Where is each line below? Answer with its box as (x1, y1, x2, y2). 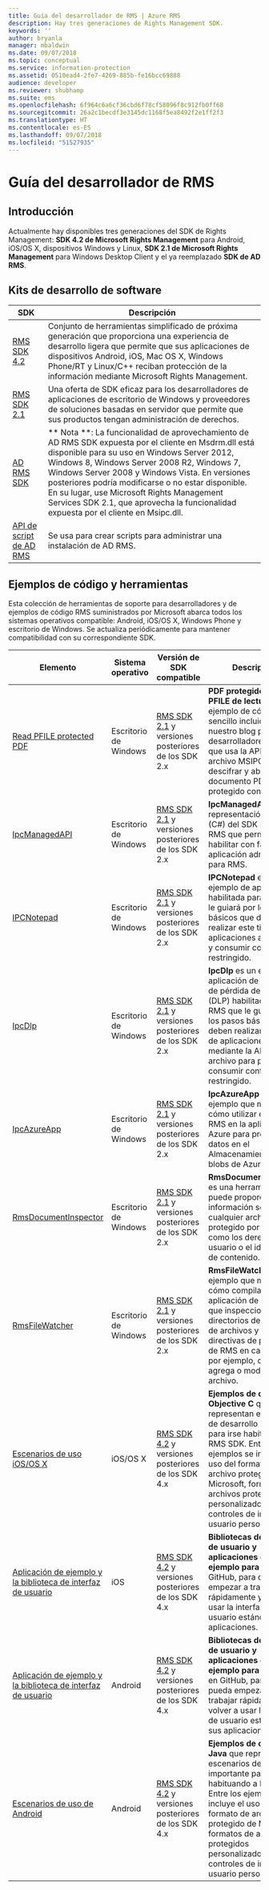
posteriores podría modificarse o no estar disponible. (47, 477, 247, 488)
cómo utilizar (207, 1108, 258, 1119)
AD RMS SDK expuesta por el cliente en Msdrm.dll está (47, 437, 255, 448)
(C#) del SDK (207, 819, 258, 830)
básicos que (207, 912, 255, 923)
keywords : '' (8, 26, 52, 34)
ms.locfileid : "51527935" (8, 138, 94, 147)
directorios (207, 1315, 250, 1326)
